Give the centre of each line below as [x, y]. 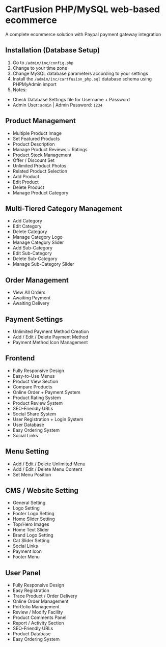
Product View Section [35, 381]
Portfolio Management [36, 607]
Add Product [26, 176]
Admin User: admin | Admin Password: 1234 [58, 105]
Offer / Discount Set [34, 160]
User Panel [23, 573]
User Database [28, 425]
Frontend [20, 358]
